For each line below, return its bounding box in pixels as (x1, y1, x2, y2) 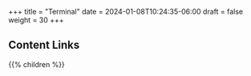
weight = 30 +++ (8, 15, 64, 25)
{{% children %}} (8, 59, 66, 69)
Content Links (8, 38, 80, 52)
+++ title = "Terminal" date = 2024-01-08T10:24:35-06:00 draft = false (8, 7, 243, 16)
